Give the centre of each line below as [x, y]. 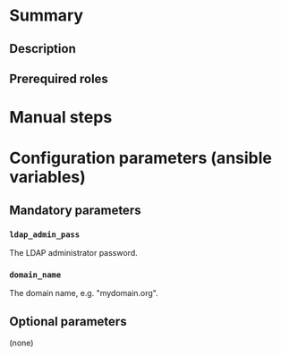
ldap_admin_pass [45, 234]
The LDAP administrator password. [73, 253]
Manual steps [61, 118]
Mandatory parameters [75, 210]
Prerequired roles [59, 78]
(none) [21, 343]
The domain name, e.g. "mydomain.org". [84, 293]
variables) [48, 178]
